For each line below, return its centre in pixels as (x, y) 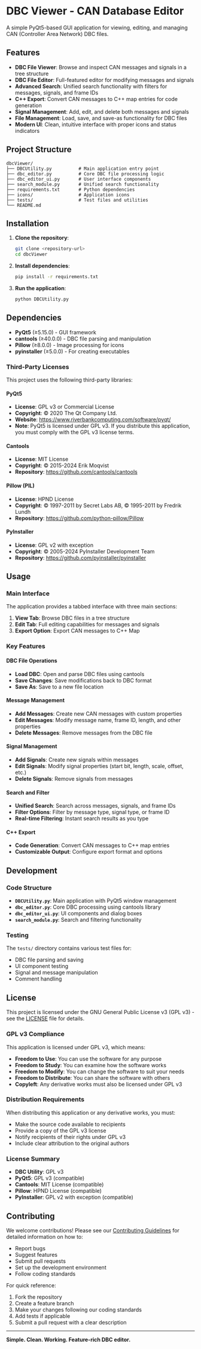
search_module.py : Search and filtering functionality (78, 920)
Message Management (35, 701)
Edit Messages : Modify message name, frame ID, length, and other (98, 720)
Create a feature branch (44, 1303)
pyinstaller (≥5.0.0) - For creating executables (72, 351)
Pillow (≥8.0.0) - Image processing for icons (69, 345)
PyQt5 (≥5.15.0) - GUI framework (56, 332)
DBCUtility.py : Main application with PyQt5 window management (95, 901)
